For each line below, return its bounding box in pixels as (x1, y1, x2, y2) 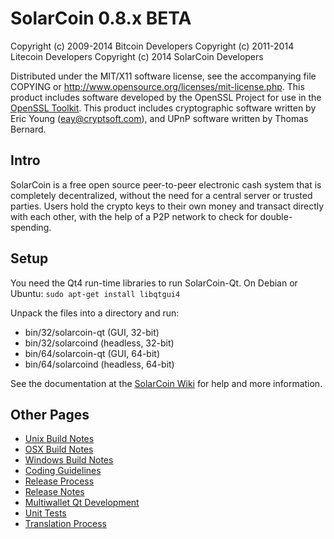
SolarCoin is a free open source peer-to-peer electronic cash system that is (10, 178, 322, 191)
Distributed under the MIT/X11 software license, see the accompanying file (10, 70, 317, 82)
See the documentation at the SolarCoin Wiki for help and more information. (10, 377, 323, 389)
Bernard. (10, 123, 47, 135)
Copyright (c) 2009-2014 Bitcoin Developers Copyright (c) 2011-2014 (10, 40, 295, 52)
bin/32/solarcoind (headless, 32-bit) (24, 337, 175, 349)
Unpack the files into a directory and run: (10, 307, 180, 319)
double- (259, 210, 293, 222)
